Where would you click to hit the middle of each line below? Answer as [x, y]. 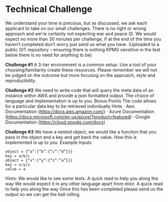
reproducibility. [21, 80]
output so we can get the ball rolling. [43, 194]
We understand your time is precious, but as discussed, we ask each [76, 23]
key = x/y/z [18, 164]
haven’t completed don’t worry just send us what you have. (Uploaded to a [82, 44]
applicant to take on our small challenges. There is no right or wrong [76, 28]
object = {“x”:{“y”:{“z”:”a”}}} [39, 160]
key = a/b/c [18, 156]
